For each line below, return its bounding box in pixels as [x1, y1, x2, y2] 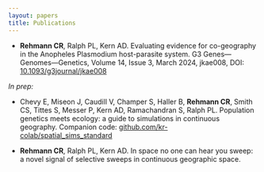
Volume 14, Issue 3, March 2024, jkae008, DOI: [90, 57, 244, 67]
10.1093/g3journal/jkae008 [19, 66, 107, 75]
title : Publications [8, 19, 77, 27]
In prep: [8, 81, 34, 91]
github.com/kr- [118, 122, 168, 132]
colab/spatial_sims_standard [19, 130, 113, 140]
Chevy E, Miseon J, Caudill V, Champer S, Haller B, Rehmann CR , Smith [19, 97, 254, 106]
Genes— [203, 49, 232, 59]
